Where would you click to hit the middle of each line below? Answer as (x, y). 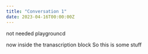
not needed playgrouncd (36, 33)
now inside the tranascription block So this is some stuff (74, 45)
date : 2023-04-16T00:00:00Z (41, 17)
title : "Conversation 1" (36, 11)
